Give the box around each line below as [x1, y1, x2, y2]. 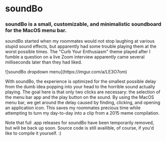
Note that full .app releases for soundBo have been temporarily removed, [5, 120, 154, 126]
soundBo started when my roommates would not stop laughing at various [5, 38, 155, 44]
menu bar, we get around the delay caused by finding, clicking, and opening [5, 100, 161, 106]
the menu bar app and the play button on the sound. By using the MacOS [5, 94, 155, 100]
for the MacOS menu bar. [5, 27, 67, 34]
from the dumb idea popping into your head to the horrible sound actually [5, 84, 155, 90]
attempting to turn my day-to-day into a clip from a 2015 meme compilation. [5, 110, 160, 116]
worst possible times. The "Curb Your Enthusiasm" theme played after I [5, 49, 151, 55]
